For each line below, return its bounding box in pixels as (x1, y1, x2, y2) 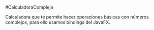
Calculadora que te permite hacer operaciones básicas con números (5, 14, 149, 19)
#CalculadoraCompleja (5, 4, 53, 10)
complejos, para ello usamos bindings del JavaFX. (5, 19, 110, 25)
